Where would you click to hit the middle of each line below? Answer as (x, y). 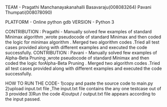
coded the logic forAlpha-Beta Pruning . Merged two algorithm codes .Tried (83, 63)
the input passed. (23, 99)
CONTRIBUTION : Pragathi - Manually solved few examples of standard (79, 31)
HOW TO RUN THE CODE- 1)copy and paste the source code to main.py (79, 83)
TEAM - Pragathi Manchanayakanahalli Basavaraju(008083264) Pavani (78, 7)
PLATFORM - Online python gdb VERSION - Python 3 (60, 22)
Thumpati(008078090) (29, 12)
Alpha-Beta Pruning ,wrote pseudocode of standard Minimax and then (77, 58)
